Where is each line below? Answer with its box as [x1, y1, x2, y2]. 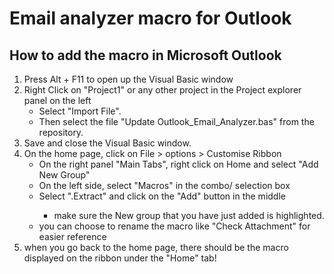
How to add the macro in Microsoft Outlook [9, 47, 282, 64]
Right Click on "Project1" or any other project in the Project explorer [23, 84, 302, 96]
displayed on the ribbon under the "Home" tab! [23, 252, 217, 264]
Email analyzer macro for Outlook [9, 7, 292, 30]
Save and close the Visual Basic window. [23, 137, 192, 149]
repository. [38, 127, 84, 138]
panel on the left [23, 95, 92, 106]
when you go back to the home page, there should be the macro [23, 242, 289, 253]
